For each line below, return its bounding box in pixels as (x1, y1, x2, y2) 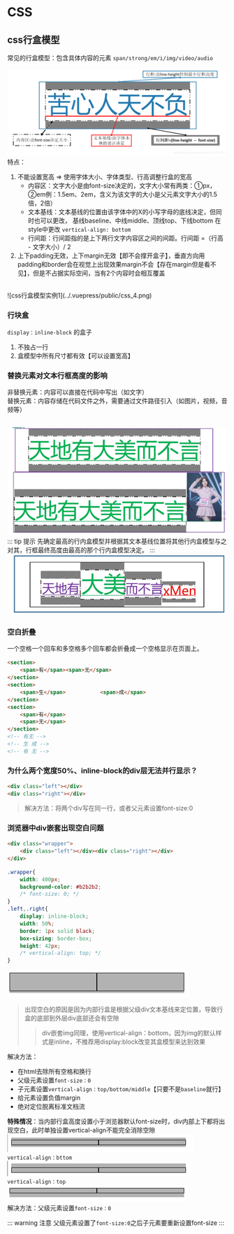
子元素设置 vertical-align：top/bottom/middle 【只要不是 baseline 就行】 (17, 1085, 225, 1093)
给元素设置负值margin (17, 1093, 81, 1102)
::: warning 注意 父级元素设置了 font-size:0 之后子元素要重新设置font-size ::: (7, 1219, 225, 1227)
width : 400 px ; (20, 876, 61, 883)
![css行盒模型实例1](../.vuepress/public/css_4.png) (7, 291, 152, 300)
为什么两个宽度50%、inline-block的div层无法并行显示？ (7, 766, 198, 776)
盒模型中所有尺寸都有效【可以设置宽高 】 (17, 351, 134, 360)
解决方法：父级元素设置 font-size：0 (7, 1204, 112, 1212)
